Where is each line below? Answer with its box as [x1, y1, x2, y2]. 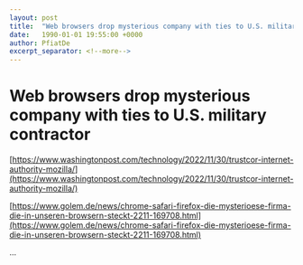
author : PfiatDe [9, 38, 70, 48]
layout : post [9, 13, 59, 23]
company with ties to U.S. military [9, 105, 268, 126]
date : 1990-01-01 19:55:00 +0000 [9, 30, 143, 39]
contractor [9, 124, 91, 145]
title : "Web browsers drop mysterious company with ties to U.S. [9, 22, 264, 31]
